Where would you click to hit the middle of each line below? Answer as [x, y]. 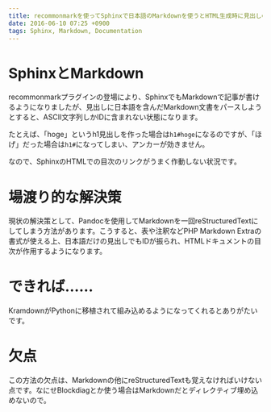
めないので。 [29, 401]
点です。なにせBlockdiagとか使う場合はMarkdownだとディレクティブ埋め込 [133, 390]
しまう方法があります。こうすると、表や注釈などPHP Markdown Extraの [142, 231]
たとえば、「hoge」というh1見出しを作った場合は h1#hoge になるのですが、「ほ [135, 135]
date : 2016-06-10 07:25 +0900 [59, 23]
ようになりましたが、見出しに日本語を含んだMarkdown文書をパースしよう [138, 107]
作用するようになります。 [65, 252]
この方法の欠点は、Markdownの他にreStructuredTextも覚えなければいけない [135, 381]
